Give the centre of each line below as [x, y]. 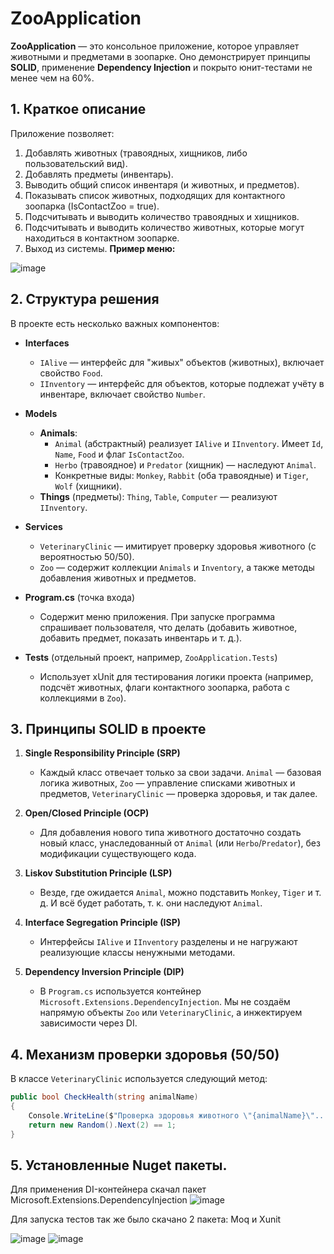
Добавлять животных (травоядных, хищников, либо [136, 153]
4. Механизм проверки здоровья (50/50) [145, 1054]
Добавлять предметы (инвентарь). [99, 174]
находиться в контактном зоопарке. [102, 238]
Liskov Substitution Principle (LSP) [98, 873]
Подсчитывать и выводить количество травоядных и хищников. [162, 216]
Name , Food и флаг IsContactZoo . [119, 454]
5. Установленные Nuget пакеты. [119, 1165]
